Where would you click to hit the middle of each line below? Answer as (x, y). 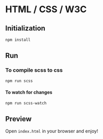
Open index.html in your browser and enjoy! (52, 131)
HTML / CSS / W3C (46, 9)
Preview (19, 119)
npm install (18, 40)
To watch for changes (29, 92)
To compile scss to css (34, 70)
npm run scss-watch (26, 103)
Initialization (25, 28)
